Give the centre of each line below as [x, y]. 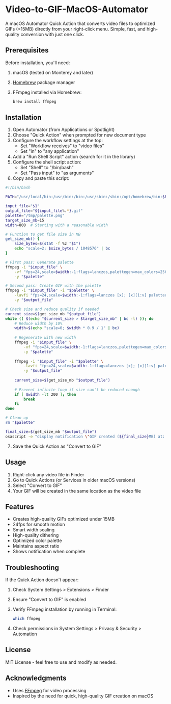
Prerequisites [27, 50]
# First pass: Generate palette [39, 262]
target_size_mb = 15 [25, 220]
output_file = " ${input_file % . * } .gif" [44, 211]
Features [20, 507]
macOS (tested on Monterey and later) [53, 72]
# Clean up [17, 418]
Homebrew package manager [44, 82]
